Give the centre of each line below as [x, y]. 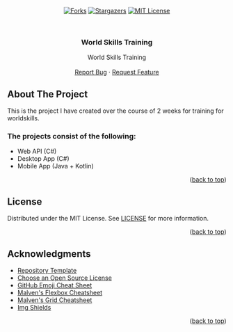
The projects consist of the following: [72, 136]
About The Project [48, 94]
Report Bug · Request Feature [117, 72]
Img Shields [34, 308]
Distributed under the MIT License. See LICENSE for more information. [108, 219]
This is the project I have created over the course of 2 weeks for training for [115, 111]
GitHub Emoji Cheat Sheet [55, 285]
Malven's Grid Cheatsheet [55, 300]
